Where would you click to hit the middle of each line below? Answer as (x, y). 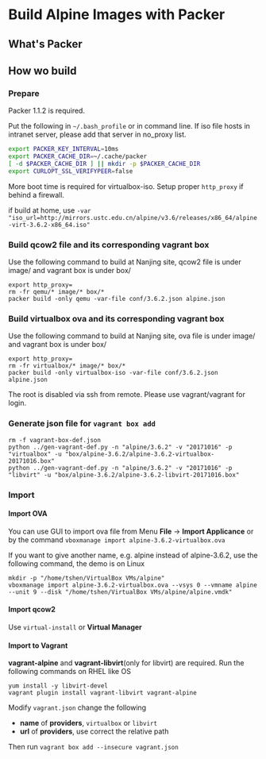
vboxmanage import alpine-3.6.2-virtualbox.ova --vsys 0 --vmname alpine (133, 585)
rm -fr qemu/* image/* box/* (56, 292)
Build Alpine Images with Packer (117, 15)
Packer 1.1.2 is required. (47, 111)
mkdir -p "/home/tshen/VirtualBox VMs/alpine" (87, 578)
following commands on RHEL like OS (69, 672)
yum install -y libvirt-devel (58, 686)
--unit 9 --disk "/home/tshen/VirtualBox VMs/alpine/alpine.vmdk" (120, 592)
